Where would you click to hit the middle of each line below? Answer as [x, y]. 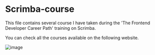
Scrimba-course [40, 9]
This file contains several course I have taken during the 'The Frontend [78, 23]
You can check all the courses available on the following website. [72, 38]
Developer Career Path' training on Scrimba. [51, 28]
